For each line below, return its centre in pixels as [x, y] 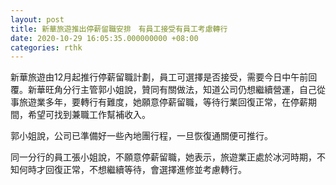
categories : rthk [46, 47]
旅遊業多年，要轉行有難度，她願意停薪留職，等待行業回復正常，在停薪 [163, 102]
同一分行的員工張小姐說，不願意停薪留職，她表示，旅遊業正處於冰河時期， [163, 157]
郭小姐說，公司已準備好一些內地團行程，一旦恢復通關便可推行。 [141, 136]
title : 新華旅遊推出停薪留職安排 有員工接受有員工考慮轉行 [119, 29]
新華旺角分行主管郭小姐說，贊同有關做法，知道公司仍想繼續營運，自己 [172, 90]
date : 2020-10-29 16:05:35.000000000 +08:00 [104, 38]
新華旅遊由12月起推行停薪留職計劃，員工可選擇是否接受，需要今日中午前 [159, 77]
